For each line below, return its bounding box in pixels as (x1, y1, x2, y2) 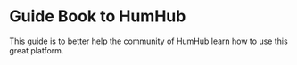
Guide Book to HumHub (9, 6, 186, 27)
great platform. (9, 45, 64, 55)
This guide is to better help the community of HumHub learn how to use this (9, 36, 288, 46)
